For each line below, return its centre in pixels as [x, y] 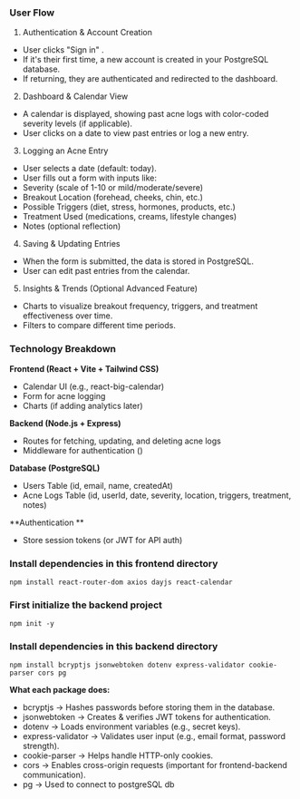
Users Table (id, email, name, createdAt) [98, 485]
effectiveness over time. [68, 316]
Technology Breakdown [63, 349]
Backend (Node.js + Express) [65, 423]
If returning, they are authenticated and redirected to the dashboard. [150, 79]
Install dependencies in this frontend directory [114, 563]
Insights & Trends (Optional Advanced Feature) [110, 288]
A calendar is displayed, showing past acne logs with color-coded [145, 114]
